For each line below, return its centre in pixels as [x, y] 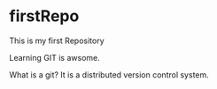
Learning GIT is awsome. [54, 57]
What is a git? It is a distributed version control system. [109, 74]
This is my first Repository [57, 41]
